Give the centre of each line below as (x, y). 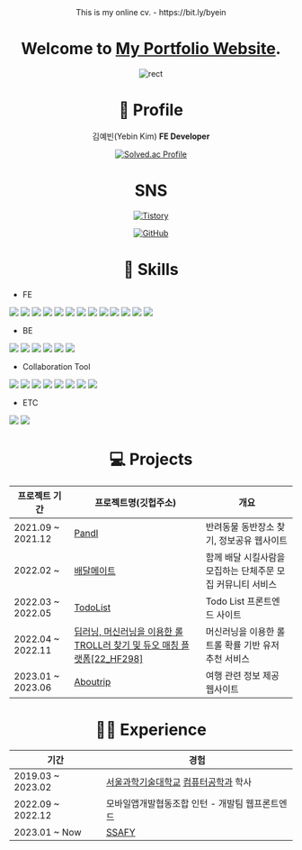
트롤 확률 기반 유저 (243, 644)
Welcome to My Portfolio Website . (151, 49)
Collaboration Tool (56, 366)
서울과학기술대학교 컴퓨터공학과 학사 (179, 781)
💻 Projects (151, 459)
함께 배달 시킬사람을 (245, 557)
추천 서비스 (227, 658)
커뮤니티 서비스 (246, 584)
